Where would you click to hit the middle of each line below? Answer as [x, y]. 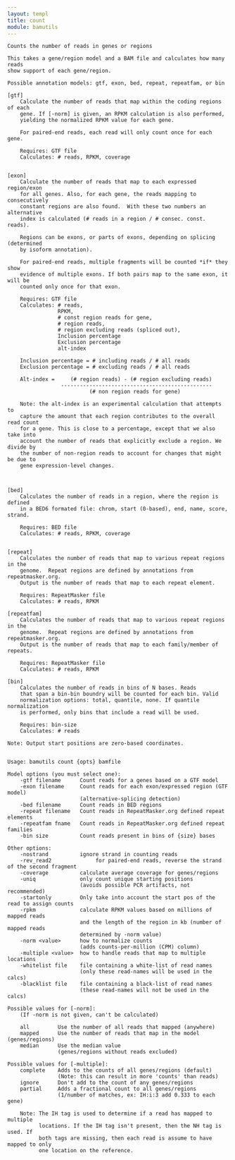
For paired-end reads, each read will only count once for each [116, 133]
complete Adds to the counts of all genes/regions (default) [116, 1070]
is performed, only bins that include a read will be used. [110, 713]
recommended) [26, 892]
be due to [22, 460]
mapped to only [30, 1144]
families [20, 830]
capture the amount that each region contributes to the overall [118, 417]
